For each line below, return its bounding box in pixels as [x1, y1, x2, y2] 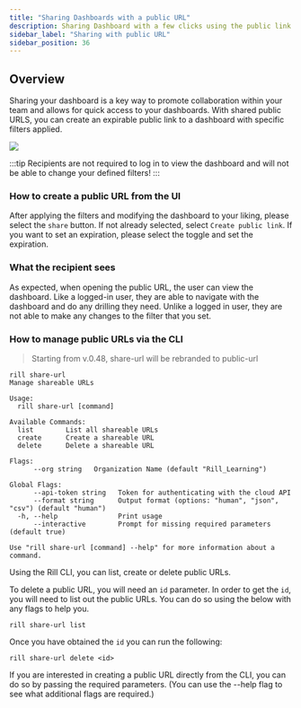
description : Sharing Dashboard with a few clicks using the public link [9, 22, 292, 31]
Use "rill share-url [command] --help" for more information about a [9, 543, 276, 552]
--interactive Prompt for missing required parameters [32, 520, 271, 529]
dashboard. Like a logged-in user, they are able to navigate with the [9, 291, 260, 302]
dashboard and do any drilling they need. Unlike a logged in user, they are [9, 301, 283, 311]
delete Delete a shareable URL [17, 441, 155, 450]
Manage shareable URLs [9, 378, 94, 387]
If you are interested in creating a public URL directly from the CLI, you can [9, 669, 286, 680]
